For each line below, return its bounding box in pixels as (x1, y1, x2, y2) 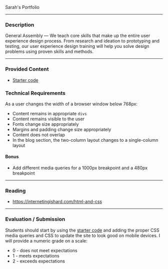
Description (5, 21, 34, 28)
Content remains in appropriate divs (12, 110, 87, 116)
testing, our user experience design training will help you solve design (5, 43, 149, 49)
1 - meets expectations (12, 253, 59, 259)
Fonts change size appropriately (12, 121, 79, 127)
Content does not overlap (12, 132, 65, 138)
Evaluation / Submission (5, 216, 65, 223)
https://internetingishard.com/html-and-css (12, 199, 102, 205)
